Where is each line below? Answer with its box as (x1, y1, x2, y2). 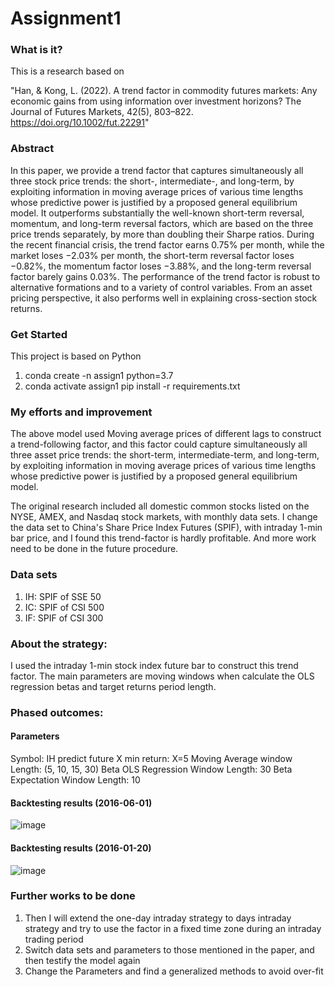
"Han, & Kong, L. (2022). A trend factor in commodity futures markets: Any (10, 85, 318, 97)
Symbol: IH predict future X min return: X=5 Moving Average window (10, 753, 293, 765)
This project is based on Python (10, 350, 142, 362)
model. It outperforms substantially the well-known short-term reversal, (10, 207, 305, 219)
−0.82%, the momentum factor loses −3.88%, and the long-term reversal (10, 260, 312, 272)
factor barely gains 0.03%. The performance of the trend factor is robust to (10, 270, 321, 282)
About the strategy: (10, 637, 108, 651)
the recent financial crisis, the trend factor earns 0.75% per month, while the (10, 238, 325, 251)
